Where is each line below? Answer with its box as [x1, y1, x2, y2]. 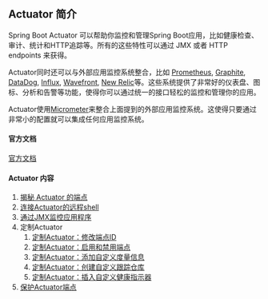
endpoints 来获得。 [8, 50, 72, 60]
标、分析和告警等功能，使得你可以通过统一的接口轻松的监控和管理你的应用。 [8, 87, 261, 97]
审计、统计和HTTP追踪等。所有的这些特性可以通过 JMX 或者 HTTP [8, 40, 228, 50]
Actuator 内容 [8, 173, 54, 182]
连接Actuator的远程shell [19, 202, 99, 212]
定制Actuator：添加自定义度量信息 [31, 253, 146, 262]
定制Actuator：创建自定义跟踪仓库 [31, 262, 146, 272]
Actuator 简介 [8, 7, 78, 22]
